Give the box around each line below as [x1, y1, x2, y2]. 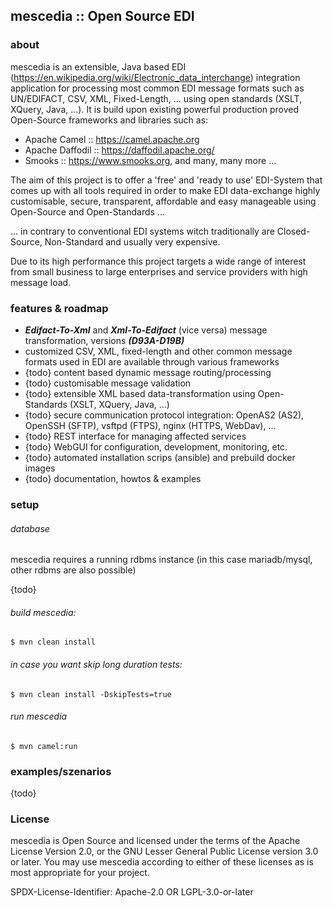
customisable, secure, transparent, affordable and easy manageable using [10, 195, 317, 207]
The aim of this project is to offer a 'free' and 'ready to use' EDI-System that [10, 174, 323, 186]
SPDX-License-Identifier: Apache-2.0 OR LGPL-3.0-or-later [10, 886, 254, 898]
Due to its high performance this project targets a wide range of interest [10, 255, 307, 267]
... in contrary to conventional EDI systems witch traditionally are [10, 225, 275, 237]
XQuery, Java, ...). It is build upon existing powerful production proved [10, 103, 300, 115]
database [10, 522, 50, 534]
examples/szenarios [10, 764, 112, 778]
